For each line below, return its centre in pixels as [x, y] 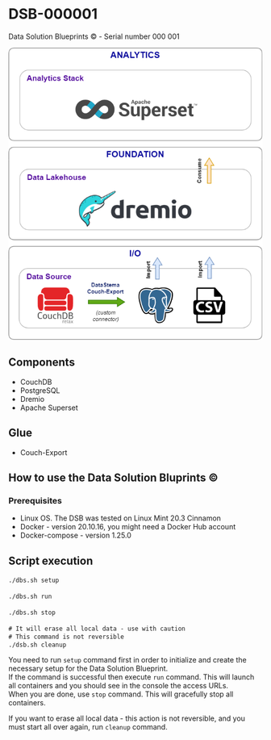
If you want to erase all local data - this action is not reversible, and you [127, 718]
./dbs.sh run [30, 597]
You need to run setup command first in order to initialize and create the [128, 660]
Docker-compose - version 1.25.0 [75, 535]
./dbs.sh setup [34, 581]
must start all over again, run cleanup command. [88, 727]
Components [42, 363]
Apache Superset [49, 408]
